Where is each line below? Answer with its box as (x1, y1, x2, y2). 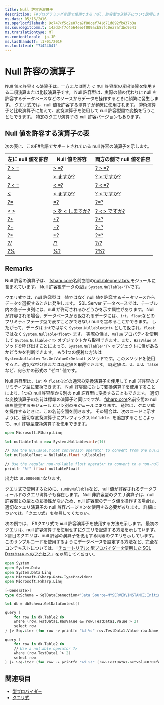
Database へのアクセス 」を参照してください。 (5, 551, 98, 557)
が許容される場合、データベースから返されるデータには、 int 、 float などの (5, 313, 155, 319)
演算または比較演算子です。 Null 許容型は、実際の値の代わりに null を (18, 89, 157, 95)
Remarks (5, 264, 33, 273)
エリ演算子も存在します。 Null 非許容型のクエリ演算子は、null (30, 492, 155, 498)
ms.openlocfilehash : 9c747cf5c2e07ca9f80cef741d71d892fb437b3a (5, 21, 137, 26)
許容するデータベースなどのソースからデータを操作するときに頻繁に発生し (5, 95, 155, 101)
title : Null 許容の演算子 (5, 7, 54, 12)
